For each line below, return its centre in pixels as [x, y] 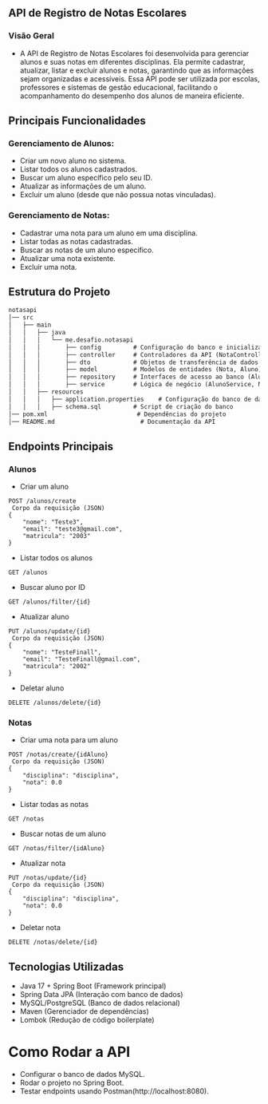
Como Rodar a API [69, 1052]
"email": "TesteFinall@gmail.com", [82, 659]
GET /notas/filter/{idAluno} [57, 849]
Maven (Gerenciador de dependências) [84, 1011]
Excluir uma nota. [48, 267]
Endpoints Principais [61, 446]
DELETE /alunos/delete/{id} [55, 703]
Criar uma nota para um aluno [69, 740]
